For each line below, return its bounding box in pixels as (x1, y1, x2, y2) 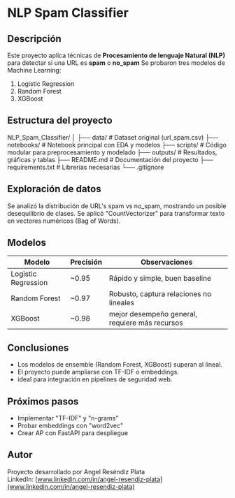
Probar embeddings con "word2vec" (17, 421, 124, 430)
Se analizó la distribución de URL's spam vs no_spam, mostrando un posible (7, 201, 227, 210)
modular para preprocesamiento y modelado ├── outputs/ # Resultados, (7, 148, 218, 156)
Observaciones (141, 257, 193, 267)
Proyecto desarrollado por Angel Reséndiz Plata (7, 467, 145, 476)
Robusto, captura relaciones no (108, 289, 212, 299)
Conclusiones (7, 342, 69, 353)
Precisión (69, 257, 103, 267)
